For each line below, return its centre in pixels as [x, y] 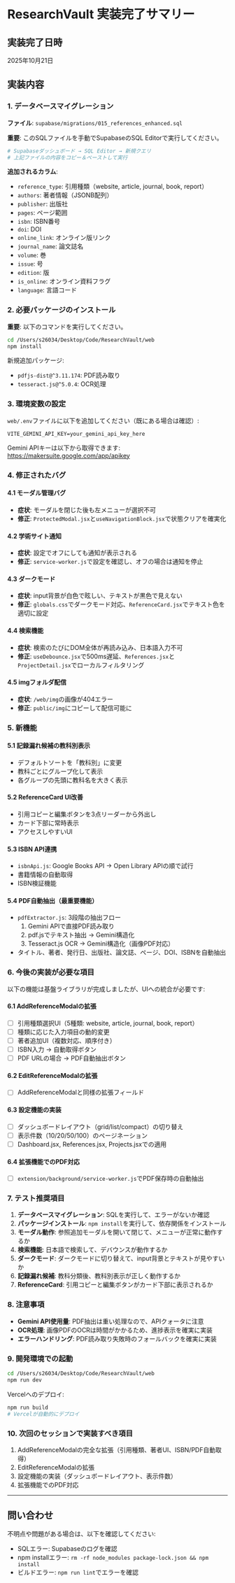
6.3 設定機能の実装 [34, 1110]
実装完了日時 [35, 42]
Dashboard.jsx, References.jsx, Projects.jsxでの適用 [92, 1144]
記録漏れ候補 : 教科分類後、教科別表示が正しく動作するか [99, 1276]
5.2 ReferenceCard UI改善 [45, 797]
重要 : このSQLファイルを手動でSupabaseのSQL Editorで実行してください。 [115, 138]
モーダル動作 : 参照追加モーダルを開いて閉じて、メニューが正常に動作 [117, 1233]
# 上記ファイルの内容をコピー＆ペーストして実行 [67, 157]
